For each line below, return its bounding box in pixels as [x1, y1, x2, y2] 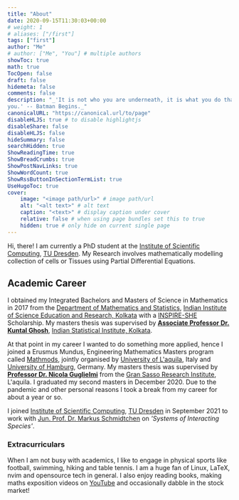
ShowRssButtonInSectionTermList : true [7, 176, 122, 183]
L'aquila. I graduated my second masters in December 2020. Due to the [7, 378, 217, 386]
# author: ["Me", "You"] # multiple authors [7, 50, 142, 58]
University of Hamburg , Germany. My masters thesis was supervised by [7, 363, 218, 371]
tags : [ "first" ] [7, 37, 55, 44]
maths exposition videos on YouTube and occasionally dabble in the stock [7, 478, 224, 487]
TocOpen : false [7, 70, 53, 77]
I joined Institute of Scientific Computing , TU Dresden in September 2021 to [7, 407, 228, 415]
